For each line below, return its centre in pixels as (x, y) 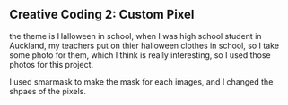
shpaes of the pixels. (48, 91)
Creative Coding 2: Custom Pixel (102, 15)
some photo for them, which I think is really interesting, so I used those (140, 55)
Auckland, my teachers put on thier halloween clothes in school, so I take (144, 45)
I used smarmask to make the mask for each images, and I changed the (141, 81)
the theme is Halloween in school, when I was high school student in (135, 36)
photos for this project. (52, 64)
